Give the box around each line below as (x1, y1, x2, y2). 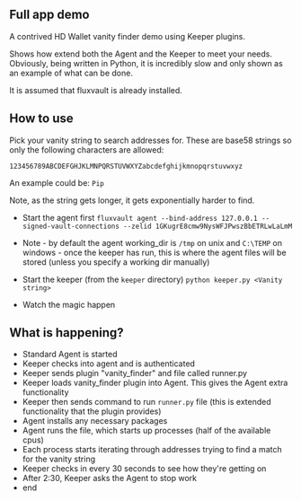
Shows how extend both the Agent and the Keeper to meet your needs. (9, 48, 272, 59)
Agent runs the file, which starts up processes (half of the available (22, 425, 271, 436)
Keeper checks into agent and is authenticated (22, 358, 196, 369)
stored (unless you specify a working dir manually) (22, 256, 210, 268)
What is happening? (9, 325, 124, 340)
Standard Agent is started (22, 349, 119, 360)
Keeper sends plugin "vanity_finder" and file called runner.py (22, 368, 248, 379)
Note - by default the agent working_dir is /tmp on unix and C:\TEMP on (22, 237, 283, 248)
